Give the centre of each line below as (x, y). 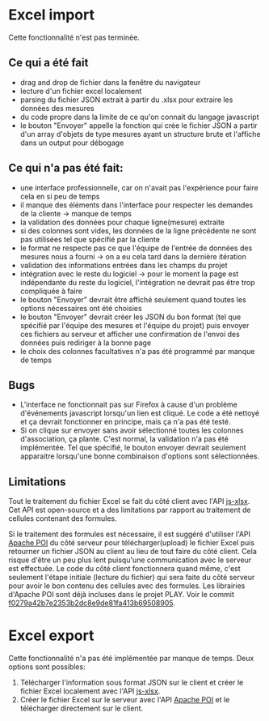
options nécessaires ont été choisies (81, 308)
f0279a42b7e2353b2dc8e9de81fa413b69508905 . (92, 603)
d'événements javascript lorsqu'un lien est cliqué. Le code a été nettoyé (140, 413)
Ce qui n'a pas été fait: (66, 168)
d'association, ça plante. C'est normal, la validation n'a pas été (124, 439)
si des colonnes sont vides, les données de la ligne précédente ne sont (138, 230)
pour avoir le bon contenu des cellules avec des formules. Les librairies (127, 586)
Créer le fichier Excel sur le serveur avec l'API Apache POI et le (125, 700)
